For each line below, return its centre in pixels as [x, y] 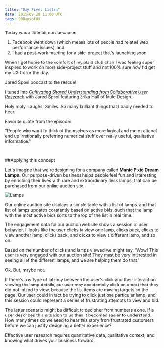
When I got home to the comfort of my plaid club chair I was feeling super [80, 63]
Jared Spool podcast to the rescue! [41, 82]
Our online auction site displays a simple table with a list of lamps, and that [81, 205]
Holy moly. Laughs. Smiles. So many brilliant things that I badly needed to [79, 107]
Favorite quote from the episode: [38, 122]
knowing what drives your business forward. [50, 341]
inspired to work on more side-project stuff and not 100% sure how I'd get [80, 67]
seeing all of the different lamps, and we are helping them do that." [72, 260]
